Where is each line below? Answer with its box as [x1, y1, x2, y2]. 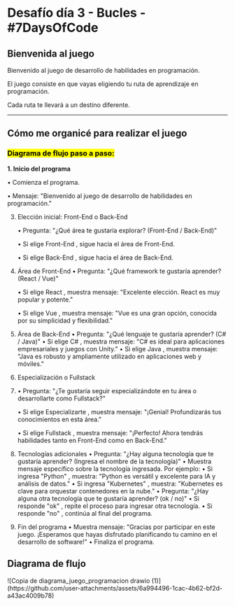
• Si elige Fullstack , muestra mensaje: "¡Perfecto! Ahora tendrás [17, 428, 204, 437]
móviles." [17, 359, 44, 368]
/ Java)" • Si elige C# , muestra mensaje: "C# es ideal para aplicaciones [17, 337, 225, 346]
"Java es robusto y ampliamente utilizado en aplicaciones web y [17, 352, 201, 360]
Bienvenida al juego [7, 48, 94, 59]
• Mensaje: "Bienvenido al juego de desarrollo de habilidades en [7, 191, 192, 200]
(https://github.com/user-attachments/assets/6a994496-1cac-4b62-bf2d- [7, 584, 223, 592]
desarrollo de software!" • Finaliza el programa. [17, 537, 155, 546]
